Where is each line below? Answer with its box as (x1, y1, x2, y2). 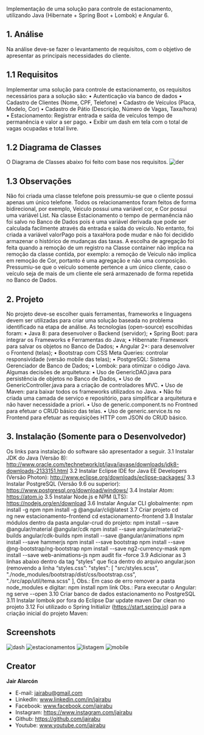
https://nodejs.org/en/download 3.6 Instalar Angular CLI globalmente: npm (6, 499, 193, 506)
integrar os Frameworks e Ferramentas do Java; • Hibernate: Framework (6, 336, 189, 344)
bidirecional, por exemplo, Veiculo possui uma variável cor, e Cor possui (6, 205, 188, 213)
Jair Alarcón (6, 677, 38, 684)
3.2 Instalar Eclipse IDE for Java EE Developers (69, 467, 187, 474)
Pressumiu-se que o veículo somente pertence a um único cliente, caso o (6, 263, 191, 271)
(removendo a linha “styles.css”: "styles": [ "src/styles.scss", (6, 564, 159, 572)
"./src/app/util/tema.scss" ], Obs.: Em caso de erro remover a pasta (6, 577, 175, 584)
